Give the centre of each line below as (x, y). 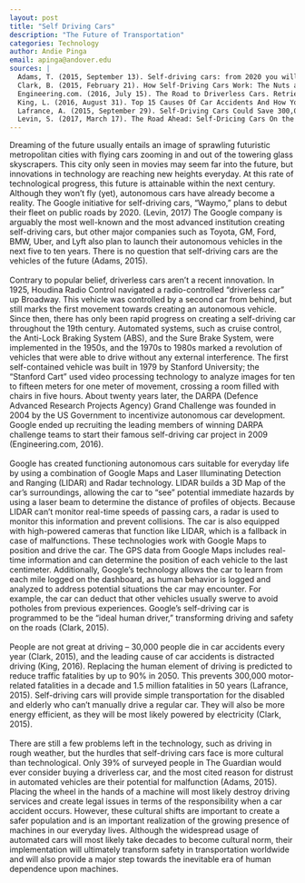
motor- (281, 676)
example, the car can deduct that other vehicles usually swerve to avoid (144, 599)
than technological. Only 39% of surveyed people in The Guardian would (145, 763)
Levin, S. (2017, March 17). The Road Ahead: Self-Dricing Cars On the (156, 119)
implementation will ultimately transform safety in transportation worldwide (150, 849)
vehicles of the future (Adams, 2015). (79, 261)
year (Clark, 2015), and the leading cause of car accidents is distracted (142, 657)
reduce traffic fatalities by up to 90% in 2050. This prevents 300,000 (138, 676)
